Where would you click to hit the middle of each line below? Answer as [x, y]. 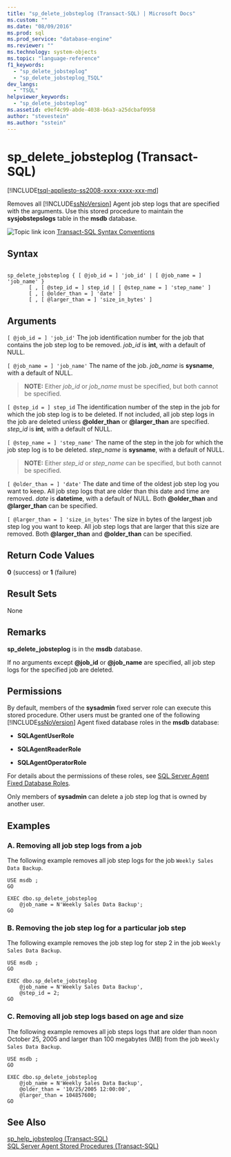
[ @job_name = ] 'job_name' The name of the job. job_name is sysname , [111, 366]
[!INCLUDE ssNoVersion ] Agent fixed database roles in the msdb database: [113, 723]
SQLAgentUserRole [46, 736]
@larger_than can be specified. [52, 506]
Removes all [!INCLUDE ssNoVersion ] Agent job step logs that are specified [113, 204]
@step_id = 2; [40, 993]
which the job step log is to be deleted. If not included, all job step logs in [111, 414]
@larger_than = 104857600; [58, 1095]
